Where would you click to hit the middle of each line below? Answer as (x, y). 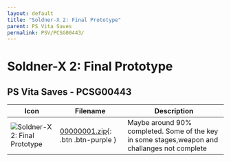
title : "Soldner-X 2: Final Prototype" (64, 20)
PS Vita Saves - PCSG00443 (69, 92)
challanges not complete (167, 148)
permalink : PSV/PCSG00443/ (46, 33)
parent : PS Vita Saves (40, 26)
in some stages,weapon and (173, 140)
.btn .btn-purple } (88, 140)
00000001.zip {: (86, 131)
